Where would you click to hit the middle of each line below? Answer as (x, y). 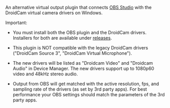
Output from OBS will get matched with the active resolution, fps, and (86, 84)
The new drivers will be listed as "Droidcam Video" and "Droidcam (83, 63)
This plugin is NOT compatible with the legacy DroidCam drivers (80, 48)
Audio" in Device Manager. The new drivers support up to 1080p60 (83, 69)
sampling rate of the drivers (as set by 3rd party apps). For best (80, 89)
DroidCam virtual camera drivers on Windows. (54, 13)
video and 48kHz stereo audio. (45, 74)
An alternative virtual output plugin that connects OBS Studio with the (79, 7)
